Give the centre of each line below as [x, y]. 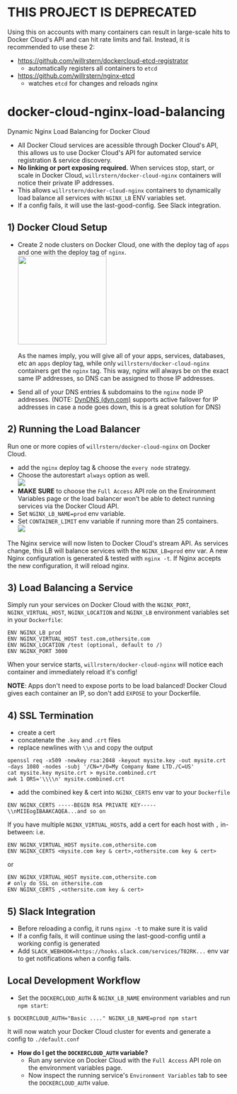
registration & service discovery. [65, 160]
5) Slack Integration [52, 911]
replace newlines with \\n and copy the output [85, 748]
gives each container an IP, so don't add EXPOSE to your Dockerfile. [104, 693]
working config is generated [59, 943]
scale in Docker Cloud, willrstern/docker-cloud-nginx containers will [119, 175]
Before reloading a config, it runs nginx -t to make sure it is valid [112, 928]
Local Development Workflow [74, 981]
